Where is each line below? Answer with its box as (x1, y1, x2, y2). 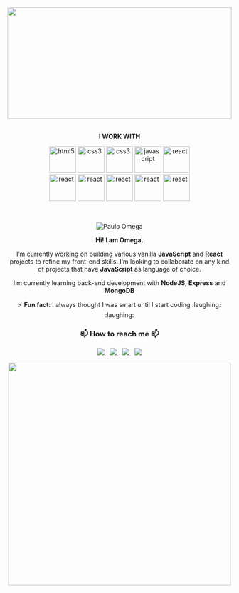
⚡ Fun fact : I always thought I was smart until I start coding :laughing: (18, 301, 221, 309)
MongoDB (104, 287, 135, 294)
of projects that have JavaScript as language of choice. (38, 265, 201, 273)
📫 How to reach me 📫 (80, 329, 159, 339)
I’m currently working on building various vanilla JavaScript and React (16, 249, 223, 258)
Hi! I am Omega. (95, 236, 144, 244)
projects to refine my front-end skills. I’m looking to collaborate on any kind (9, 257, 230, 266)
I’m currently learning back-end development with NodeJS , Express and (13, 279, 226, 287)
